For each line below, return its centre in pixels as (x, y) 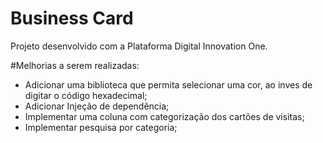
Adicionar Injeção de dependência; (97, 106)
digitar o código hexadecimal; (86, 95)
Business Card (72, 18)
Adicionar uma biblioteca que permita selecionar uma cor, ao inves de (168, 84)
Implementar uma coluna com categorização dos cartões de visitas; (164, 116)
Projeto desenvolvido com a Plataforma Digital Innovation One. (139, 46)
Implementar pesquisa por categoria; (101, 127)
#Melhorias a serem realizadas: (75, 65)
